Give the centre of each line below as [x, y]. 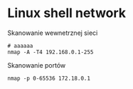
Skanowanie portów [37, 65]
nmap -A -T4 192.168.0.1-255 [50, 52]
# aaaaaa [20, 46]
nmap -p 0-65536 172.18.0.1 [49, 78]
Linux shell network [67, 13]
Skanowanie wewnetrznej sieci [53, 33]
